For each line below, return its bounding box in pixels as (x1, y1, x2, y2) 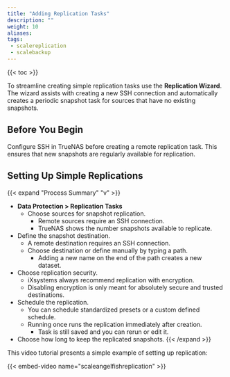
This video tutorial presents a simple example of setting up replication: (7, 348, 208, 357)
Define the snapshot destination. (17, 231, 111, 240)
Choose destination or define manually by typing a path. (27, 246, 188, 255)
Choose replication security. (17, 268, 98, 277)
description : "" (7, 17, 54, 24)
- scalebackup (10, 49, 51, 56)
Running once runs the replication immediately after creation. (27, 320, 202, 328)
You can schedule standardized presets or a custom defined (27, 305, 200, 314)
